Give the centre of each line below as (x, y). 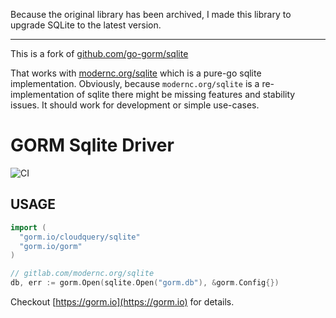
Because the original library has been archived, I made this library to (151, 14)
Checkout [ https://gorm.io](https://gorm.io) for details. (122, 302)
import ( (28, 227)
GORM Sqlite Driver (92, 145)
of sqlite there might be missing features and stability (186, 94)
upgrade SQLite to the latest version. (86, 25)
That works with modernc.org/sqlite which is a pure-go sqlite (136, 73)
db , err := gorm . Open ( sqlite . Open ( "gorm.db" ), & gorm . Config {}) (145, 283)
